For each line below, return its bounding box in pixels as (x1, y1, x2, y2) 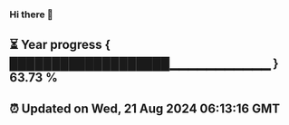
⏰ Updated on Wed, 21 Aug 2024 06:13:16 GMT (9, 101, 281, 116)
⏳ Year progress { (9, 37, 111, 53)
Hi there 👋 (9, 8, 54, 21)
